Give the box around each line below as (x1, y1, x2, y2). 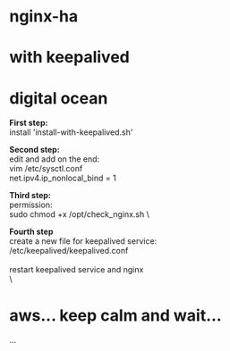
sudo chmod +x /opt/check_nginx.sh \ (9, 209, 150, 220)
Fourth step (9, 226, 54, 238)
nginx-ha (9, 6, 79, 27)
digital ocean (9, 88, 108, 108)
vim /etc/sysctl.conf (9, 163, 83, 174)
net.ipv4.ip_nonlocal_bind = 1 (9, 172, 116, 184)
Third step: (9, 190, 52, 201)
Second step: (9, 145, 60, 155)
